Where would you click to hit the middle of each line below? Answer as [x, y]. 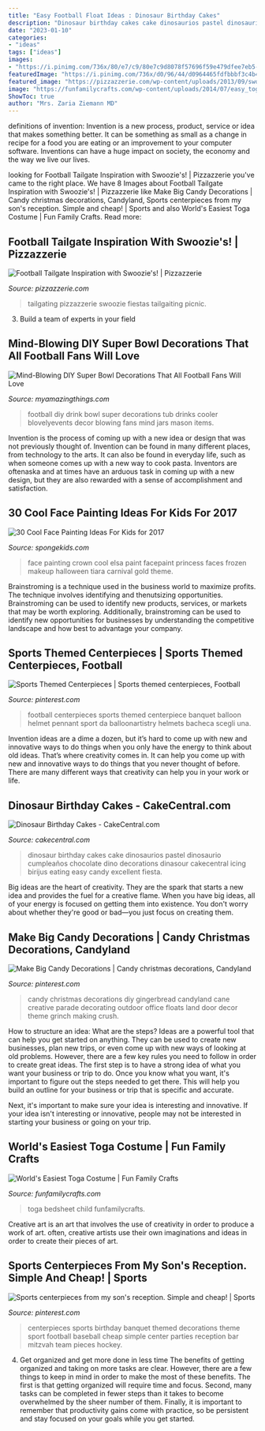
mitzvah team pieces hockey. [75, 1344]
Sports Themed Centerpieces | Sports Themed [125, 653]
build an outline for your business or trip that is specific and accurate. [121, 1090]
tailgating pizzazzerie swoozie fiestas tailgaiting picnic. [117, 303]
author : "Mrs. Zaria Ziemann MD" [63, 103]
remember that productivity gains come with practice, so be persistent [134, 1410]
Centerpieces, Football [65, 665]
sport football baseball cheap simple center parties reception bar [133, 1336]
